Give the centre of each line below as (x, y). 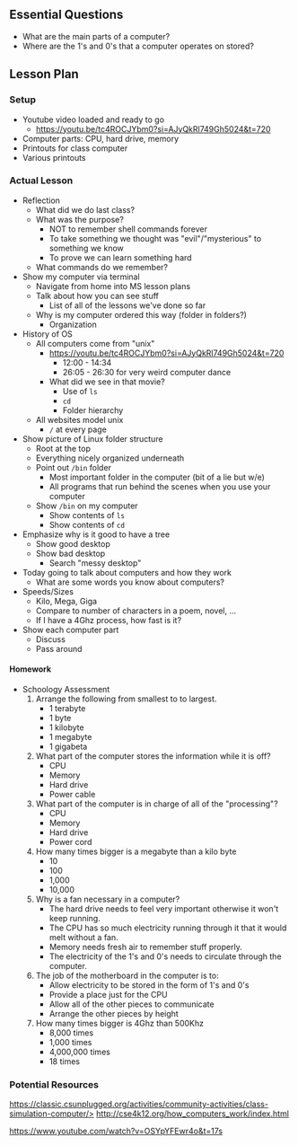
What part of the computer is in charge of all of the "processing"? (157, 804)
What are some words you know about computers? (130, 582)
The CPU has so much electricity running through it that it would (168, 928)
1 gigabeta (68, 746)
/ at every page (78, 429)
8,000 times (71, 1033)
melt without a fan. (83, 937)
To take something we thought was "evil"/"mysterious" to (155, 238)
